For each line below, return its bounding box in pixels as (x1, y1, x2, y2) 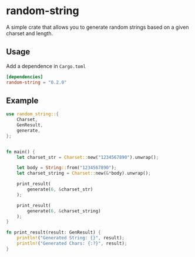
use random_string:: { (6, 111, 59, 117)
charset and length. (6, 29, 53, 36)
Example (6, 95, 39, 105)
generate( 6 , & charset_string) (27, 208, 101, 214)
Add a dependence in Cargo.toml (6, 62, 86, 69)
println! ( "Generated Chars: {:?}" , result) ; (16, 241, 127, 246)
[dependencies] (6, 74, 43, 80)
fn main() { (6, 149, 35, 155)
